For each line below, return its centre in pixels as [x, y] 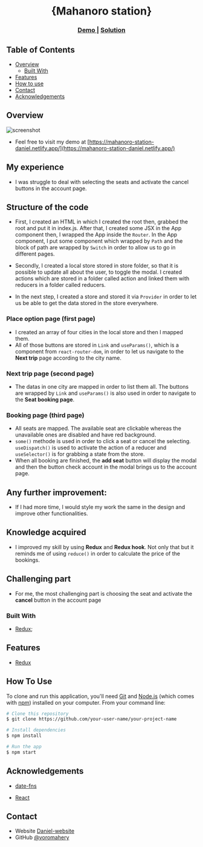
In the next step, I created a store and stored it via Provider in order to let [106, 297]
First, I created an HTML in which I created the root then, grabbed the [101, 222]
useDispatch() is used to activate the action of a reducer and [91, 448]
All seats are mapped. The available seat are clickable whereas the [98, 429]
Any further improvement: [57, 493]
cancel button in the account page [58, 600]
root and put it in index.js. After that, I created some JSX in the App [98, 228]
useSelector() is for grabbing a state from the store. [80, 454]
